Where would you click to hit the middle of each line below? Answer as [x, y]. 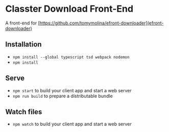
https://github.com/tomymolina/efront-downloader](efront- [102, 23]
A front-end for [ [22, 23]
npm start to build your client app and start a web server [72, 90]
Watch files [24, 112]
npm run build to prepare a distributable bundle [63, 96]
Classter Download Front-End [69, 9]
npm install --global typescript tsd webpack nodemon [71, 57]
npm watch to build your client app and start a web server [72, 124]
